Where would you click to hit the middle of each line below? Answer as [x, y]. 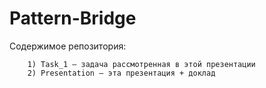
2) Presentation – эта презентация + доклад [121, 73]
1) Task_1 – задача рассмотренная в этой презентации [141, 64]
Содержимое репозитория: [68, 46]
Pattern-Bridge [73, 18]
